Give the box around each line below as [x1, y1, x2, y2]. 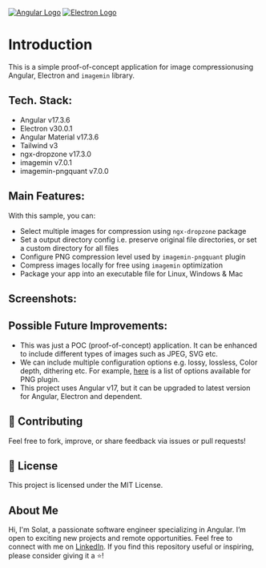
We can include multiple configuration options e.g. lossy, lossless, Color [19, 357, 258, 367]
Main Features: [8, 189, 86, 203]
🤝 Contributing [8, 415, 83, 429]
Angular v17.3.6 [19, 115, 71, 124]
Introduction [8, 36, 93, 54]
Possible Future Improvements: [8, 319, 168, 332]
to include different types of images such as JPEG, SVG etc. [19, 348, 219, 358]
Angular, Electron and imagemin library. [8, 70, 135, 80]
